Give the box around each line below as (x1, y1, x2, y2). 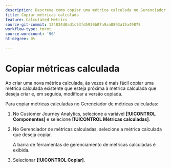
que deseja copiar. (12, 132, 52, 138)
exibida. (12, 147, 30, 153)
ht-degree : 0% (5, 36, 36, 42)
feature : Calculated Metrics (5, 17, 68, 22)
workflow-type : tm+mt (5, 27, 52, 32)
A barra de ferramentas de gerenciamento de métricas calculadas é (12, 141, 156, 147)
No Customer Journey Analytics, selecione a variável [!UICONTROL (12, 110, 156, 117)
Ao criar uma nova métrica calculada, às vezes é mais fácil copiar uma (5, 80, 154, 86)
